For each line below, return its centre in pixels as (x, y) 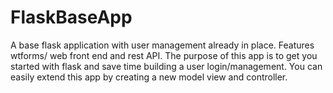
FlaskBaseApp (71, 17)
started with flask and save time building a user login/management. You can (166, 66)
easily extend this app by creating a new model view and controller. (149, 77)
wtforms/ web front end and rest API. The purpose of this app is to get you (164, 55)
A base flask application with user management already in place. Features (162, 45)
